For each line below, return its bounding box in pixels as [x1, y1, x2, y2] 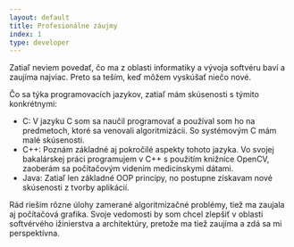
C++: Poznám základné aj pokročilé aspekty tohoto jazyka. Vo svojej [21, 144, 274, 155]
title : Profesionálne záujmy [9, 21, 118, 30]
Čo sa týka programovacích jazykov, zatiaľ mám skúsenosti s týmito [9, 89, 259, 100]
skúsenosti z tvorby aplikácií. [21, 182, 130, 193]
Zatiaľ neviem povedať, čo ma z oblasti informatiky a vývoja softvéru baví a [9, 62, 286, 73]
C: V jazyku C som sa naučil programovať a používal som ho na [21, 116, 256, 127]
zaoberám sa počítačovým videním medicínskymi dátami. [21, 163, 234, 174]
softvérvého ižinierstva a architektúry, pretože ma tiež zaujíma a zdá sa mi [9, 218, 282, 229]
